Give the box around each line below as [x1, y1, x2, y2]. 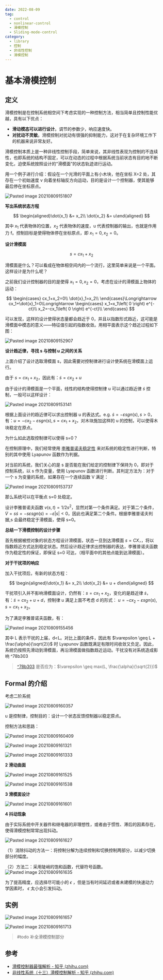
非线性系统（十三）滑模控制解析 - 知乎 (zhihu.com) [12, 969, 114, 975]
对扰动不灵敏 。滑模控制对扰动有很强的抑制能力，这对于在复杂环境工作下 [12, 132, 157, 138]
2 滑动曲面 [5, 762, 26, 768]
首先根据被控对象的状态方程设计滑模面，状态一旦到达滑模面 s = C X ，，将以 [5, 537, 154, 543]
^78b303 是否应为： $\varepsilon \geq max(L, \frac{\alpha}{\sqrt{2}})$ [16, 664, 158, 669]
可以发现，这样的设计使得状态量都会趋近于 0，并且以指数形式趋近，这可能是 [5, 315, 158, 322]
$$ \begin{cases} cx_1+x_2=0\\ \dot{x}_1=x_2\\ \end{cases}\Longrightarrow [6, 295, 157, 301]
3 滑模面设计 [5, 791, 31, 797]
